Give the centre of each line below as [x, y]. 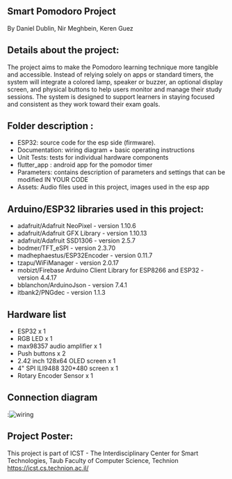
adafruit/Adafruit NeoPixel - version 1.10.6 [77, 226]
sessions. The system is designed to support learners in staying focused [111, 96]
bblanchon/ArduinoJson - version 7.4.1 [72, 285]
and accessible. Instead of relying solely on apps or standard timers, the [110, 74]
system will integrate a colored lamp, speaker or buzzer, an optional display [115, 82]
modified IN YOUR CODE [53, 180]
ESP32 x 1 [32, 331]
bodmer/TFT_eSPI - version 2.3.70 [66, 248]
